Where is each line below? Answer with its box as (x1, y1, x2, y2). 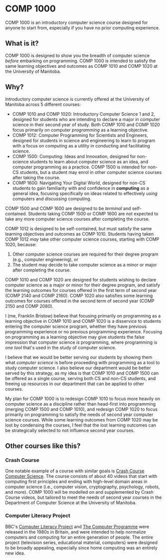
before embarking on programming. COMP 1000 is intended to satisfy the (5, 58, 156, 64)
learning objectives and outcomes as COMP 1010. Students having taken (5, 231, 154, 237)
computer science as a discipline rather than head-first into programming (5, 401, 156, 407)
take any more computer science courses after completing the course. (5, 216, 150, 222)
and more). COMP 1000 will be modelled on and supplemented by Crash (5, 489, 154, 495)
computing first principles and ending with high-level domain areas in (5, 479, 148, 485)
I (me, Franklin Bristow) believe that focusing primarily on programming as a (5, 312, 161, 319)
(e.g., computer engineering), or (12, 256, 79, 262)
